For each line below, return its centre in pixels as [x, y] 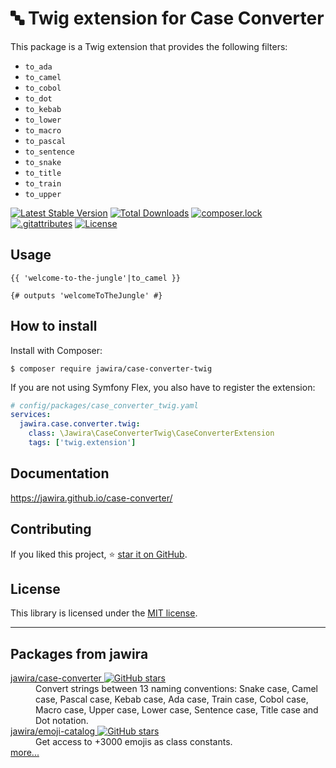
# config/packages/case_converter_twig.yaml [104, 405]
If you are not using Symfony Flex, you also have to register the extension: [163, 387]
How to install [54, 326]
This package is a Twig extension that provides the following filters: [149, 46]
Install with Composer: [56, 350]
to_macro [43, 130]
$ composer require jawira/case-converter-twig [111, 368]
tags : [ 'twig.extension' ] [82, 443]
